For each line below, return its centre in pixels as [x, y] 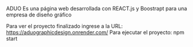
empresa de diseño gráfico [39, 15]
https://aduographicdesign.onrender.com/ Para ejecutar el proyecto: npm [95, 32]
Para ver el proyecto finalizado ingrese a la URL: [64, 26]
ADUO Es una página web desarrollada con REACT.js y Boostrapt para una [97, 9]
